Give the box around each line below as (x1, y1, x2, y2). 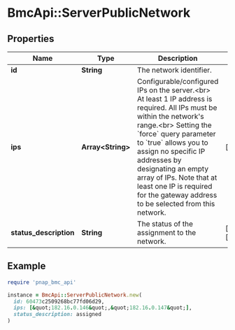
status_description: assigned (13, 311, 101, 318)
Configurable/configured (137, 77, 219, 86)
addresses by (137, 155, 182, 165)
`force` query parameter (137, 129, 216, 138)
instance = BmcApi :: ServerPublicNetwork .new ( (7, 292, 142, 299)
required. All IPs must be (137, 103, 218, 113)
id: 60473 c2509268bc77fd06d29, (13, 298, 105, 305)
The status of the (137, 219, 194, 229)
